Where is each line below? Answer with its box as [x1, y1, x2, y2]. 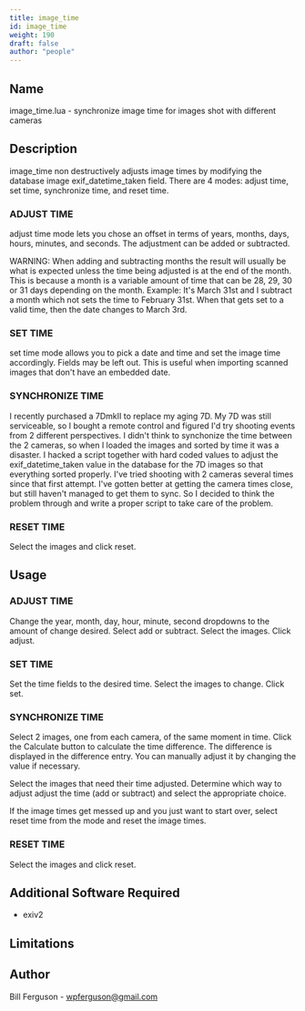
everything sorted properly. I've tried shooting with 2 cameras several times [9, 469, 294, 480]
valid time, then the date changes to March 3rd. [9, 304, 188, 315]
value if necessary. [9, 760, 80, 771]
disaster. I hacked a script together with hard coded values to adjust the [9, 449, 279, 460]
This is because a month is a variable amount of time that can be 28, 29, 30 [9, 275, 293, 286]
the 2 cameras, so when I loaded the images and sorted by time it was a [9, 439, 280, 450]
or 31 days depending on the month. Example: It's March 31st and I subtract [9, 284, 293, 296]
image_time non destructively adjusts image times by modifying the [9, 165, 262, 176]
